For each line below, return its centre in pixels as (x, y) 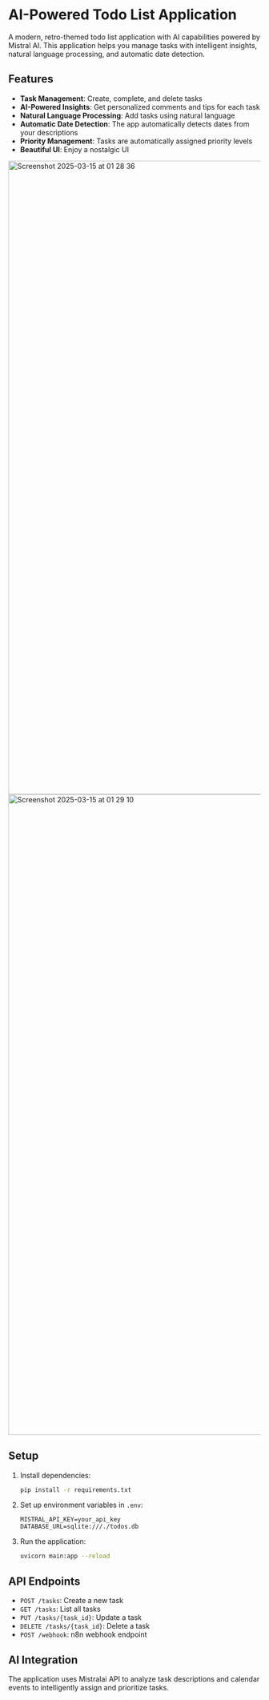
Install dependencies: (55, 1475)
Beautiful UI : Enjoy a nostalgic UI (74, 149)
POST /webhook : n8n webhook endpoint (83, 1634)
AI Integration (43, 1660)
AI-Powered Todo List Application (123, 15)
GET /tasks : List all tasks (60, 1609)
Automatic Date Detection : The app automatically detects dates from (134, 124)
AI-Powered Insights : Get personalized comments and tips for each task (140, 107)
